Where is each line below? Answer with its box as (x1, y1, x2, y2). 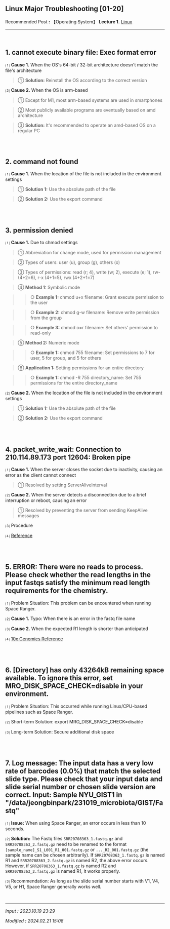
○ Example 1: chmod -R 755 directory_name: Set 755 (30, 375, 142, 381)
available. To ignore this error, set (5, 674, 113, 682)
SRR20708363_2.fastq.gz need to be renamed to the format (5, 841, 127, 847)
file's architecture (5, 67, 42, 73)
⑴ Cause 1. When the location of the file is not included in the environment (5, 171, 162, 177)
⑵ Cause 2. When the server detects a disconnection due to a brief (5, 492, 147, 498)
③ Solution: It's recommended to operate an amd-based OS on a (17, 122, 156, 128)
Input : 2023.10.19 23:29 (5, 908, 55, 914)
